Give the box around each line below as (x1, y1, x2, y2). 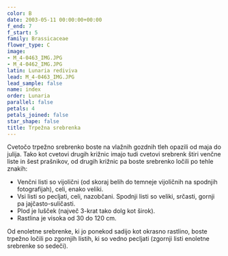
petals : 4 (7, 105, 35, 112)
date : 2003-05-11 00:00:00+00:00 (7, 16, 102, 23)
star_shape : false (7, 117, 59, 125)
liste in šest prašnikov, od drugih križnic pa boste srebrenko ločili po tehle (7, 158, 214, 166)
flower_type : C (7, 42, 51, 48)
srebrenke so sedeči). (7, 242, 68, 250)
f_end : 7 (7, 23, 32, 29)
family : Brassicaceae (7, 35, 69, 42)
